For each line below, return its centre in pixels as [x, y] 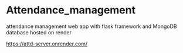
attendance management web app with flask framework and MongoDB [91, 26]
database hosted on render [39, 32]
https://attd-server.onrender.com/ [47, 44]
